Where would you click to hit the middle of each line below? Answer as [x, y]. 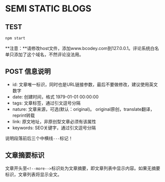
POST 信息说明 [28, 71]
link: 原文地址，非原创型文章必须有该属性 [54, 121]
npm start [15, 38]
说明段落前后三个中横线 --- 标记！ [39, 138]
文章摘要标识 [25, 156]
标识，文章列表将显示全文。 [34, 174]
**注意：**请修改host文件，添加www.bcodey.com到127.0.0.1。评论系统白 [80, 48]
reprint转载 [24, 115]
